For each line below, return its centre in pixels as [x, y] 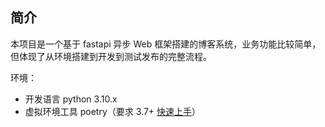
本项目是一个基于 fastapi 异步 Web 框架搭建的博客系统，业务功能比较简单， [166, 44]
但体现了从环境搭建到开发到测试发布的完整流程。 [111, 56]
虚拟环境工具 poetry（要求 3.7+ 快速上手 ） [113, 111]
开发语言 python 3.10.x [71, 99]
